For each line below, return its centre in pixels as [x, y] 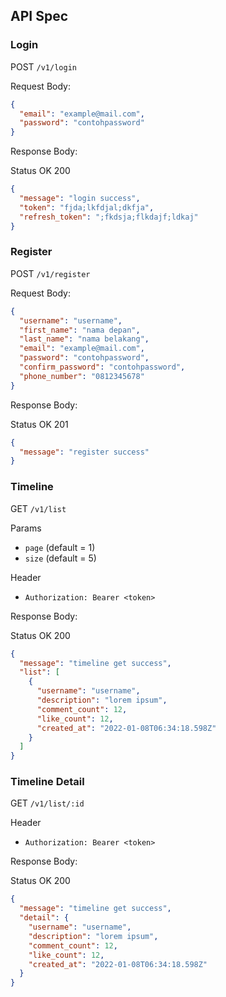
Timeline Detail [47, 782]
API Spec [39, 16]
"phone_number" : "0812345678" [82, 376]
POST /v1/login [43, 66]
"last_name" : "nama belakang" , [84, 339]
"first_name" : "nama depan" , [80, 330]
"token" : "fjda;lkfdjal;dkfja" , [87, 207]
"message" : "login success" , [80, 199]
